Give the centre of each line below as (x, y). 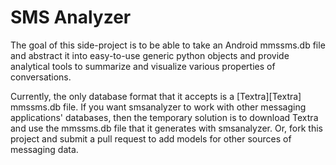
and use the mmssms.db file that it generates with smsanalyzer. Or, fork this (166, 128)
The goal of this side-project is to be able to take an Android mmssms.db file (168, 45)
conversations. (41, 77)
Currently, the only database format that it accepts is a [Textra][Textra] (156, 96)
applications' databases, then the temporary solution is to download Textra (164, 117)
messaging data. (44, 149)
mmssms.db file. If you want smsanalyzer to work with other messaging (158, 107)
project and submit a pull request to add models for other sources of (151, 138)
